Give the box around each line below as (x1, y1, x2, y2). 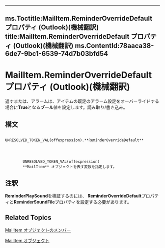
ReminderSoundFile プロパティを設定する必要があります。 (14, 199, 132, 205)
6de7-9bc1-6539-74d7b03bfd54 (5, 50, 109, 58)
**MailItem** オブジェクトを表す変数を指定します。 (23, 165, 117, 170)
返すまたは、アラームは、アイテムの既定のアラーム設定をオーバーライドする (5, 99, 160, 104)
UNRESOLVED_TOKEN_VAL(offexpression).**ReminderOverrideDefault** (5, 138, 144, 143)
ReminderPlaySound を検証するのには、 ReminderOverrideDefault (5, 193, 141, 198)
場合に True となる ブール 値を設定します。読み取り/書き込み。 (5, 104, 128, 110)
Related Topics (5, 214, 52, 222)
